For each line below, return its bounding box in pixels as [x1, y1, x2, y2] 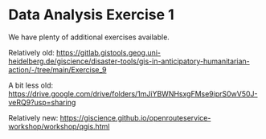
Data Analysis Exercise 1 [8, 6, 174, 24]
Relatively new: [8, 112, 59, 122]
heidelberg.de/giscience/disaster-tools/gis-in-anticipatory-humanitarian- [8, 56, 251, 66]
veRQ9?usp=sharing [8, 97, 76, 107]
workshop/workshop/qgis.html [8, 121, 110, 131]
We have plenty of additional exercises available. [8, 32, 170, 42]
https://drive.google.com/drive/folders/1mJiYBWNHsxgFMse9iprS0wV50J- [8, 88, 259, 98]
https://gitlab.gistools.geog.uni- [55, 47, 162, 57]
